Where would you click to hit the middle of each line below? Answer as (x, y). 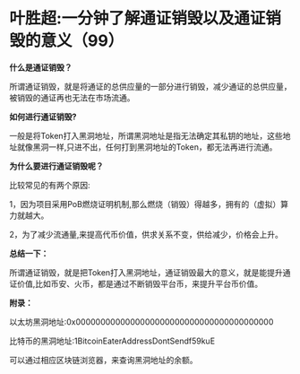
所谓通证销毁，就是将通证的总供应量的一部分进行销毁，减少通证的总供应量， (150, 86)
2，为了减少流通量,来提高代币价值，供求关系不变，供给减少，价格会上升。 (146, 234)
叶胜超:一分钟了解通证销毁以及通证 (137, 18)
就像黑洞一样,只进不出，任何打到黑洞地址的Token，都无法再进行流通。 (147, 147)
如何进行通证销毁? (43, 117)
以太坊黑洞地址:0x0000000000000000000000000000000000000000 (141, 322)
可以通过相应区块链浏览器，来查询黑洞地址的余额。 (103, 360)
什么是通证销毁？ (41, 67)
